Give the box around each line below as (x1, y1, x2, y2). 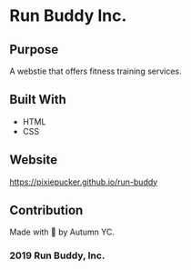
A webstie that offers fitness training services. (9, 65, 182, 76)
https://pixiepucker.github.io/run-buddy (9, 176, 158, 187)
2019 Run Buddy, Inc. (9, 249, 106, 262)
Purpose (9, 42, 59, 57)
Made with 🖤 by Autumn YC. (9, 226, 116, 237)
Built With (9, 92, 66, 107)
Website (9, 152, 57, 168)
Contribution (9, 203, 84, 218)
